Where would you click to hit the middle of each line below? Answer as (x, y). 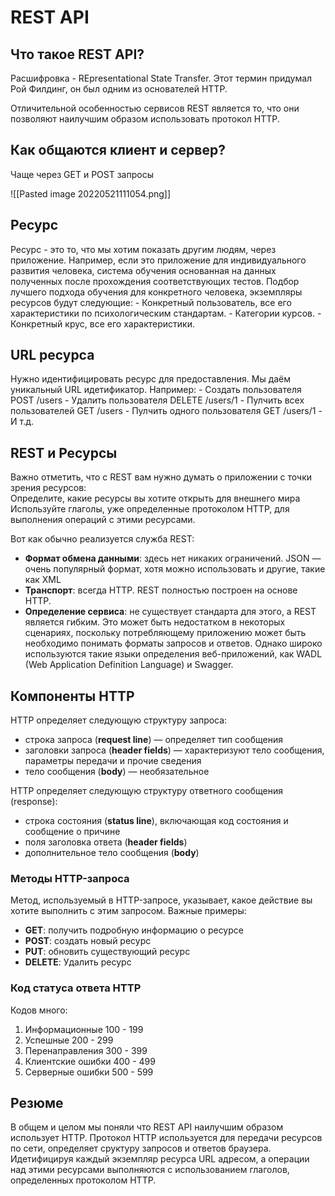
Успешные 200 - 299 (69, 1040)
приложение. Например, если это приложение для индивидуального (158, 260)
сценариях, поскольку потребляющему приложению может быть (165, 633)
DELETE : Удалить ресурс (78, 962)
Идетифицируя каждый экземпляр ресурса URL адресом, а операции (160, 1159)
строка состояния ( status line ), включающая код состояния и (156, 821)
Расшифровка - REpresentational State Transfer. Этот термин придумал (161, 78)
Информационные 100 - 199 (84, 1029)
